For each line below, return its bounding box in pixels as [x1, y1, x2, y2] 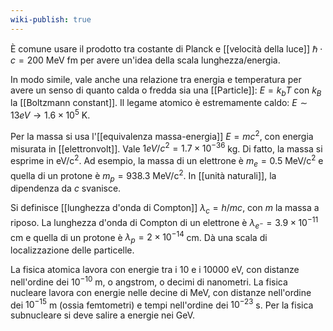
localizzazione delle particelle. [10, 244, 135, 256]
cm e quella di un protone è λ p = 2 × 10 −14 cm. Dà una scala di [10, 229, 268, 245]
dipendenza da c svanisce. [10, 182, 122, 195]
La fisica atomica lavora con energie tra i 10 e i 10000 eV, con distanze [10, 264, 300, 275]
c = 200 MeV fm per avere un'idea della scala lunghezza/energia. [10, 54, 281, 66]
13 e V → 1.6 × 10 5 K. [10, 107, 91, 121]
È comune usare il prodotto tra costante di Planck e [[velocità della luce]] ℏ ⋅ [10, 42, 323, 55]
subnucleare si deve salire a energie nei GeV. [10, 309, 196, 321]
